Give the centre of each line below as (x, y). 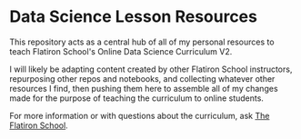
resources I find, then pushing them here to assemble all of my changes (144, 88)
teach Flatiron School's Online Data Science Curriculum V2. (121, 51)
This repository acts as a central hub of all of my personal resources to (142, 42)
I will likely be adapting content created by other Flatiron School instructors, (151, 69)
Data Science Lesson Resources (133, 17)
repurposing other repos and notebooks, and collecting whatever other (142, 78)
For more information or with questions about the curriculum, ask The (140, 115)
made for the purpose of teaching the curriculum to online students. (136, 98)
